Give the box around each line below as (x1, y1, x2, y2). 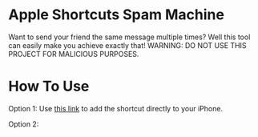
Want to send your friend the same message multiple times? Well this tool (8, 32, 251, 42)
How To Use (8, 78, 90, 95)
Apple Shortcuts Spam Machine (8, 6, 224, 24)
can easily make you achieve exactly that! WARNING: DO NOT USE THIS (8, 40, 247, 50)
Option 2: (8, 119, 39, 129)
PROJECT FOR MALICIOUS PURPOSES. (8, 49, 139, 58)
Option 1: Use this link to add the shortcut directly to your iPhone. (8, 103, 223, 113)
